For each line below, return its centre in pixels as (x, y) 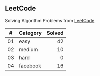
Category (31, 33)
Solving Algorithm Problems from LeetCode (50, 20)
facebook (30, 66)
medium (29, 49)
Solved (55, 33)
